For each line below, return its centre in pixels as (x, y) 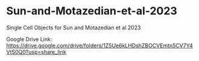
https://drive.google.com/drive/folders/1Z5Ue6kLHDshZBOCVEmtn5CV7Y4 (99, 45)
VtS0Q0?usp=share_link (36, 51)
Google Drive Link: (29, 39)
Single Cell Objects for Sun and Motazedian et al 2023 (74, 28)
